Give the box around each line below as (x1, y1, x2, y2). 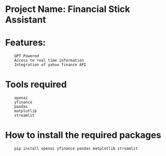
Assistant (5, 14, 46, 25)
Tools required (5, 79, 67, 90)
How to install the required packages (5, 129, 161, 141)
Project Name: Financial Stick (5, 3, 130, 15)
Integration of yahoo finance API (14, 62, 86, 67)
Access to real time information (14, 58, 84, 63)
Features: (5, 37, 46, 48)
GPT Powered (14, 53, 39, 58)
